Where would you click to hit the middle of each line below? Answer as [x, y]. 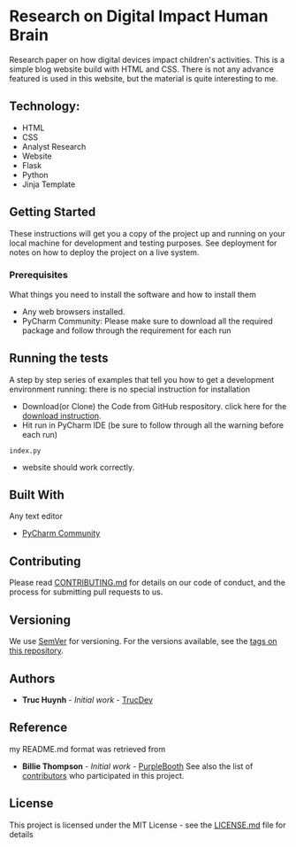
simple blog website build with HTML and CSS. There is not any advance [141, 69]
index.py [25, 451]
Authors [32, 678]
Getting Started [53, 212]
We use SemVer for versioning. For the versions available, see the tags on [143, 641]
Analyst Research [54, 146]
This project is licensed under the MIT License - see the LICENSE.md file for [148, 825]
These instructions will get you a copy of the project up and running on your [147, 233]
